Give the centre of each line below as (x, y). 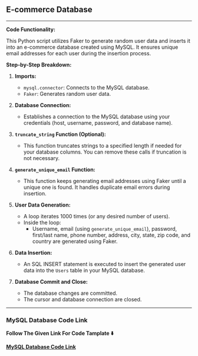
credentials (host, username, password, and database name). (98, 122)
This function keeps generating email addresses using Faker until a (105, 181)
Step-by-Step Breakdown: (39, 65)
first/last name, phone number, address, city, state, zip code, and (111, 235)
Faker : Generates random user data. (67, 94)
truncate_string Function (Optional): (60, 134)
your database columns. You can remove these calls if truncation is (105, 152)
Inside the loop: (42, 222)
